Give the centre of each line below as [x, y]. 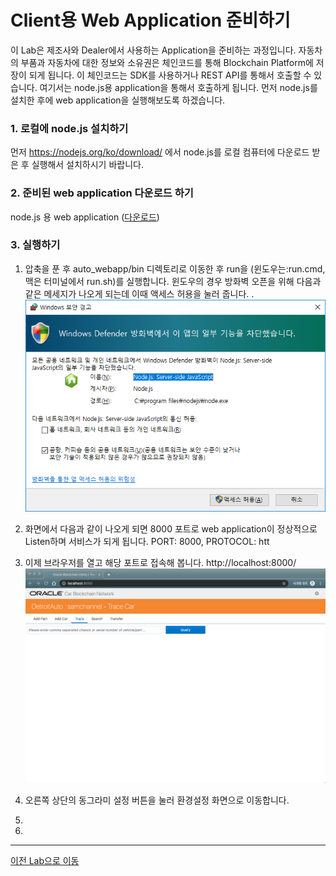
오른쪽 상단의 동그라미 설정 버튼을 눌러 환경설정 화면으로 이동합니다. [157, 800]
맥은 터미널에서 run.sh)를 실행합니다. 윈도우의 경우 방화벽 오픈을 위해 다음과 [173, 281]
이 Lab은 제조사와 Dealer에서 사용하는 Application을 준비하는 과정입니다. [153, 50]
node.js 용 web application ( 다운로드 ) [85, 217]
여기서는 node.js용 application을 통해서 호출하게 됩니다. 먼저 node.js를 [178, 87]
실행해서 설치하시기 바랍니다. [87, 165]
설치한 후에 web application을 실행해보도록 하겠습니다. [118, 100]
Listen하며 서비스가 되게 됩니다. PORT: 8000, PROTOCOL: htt [147, 542]
